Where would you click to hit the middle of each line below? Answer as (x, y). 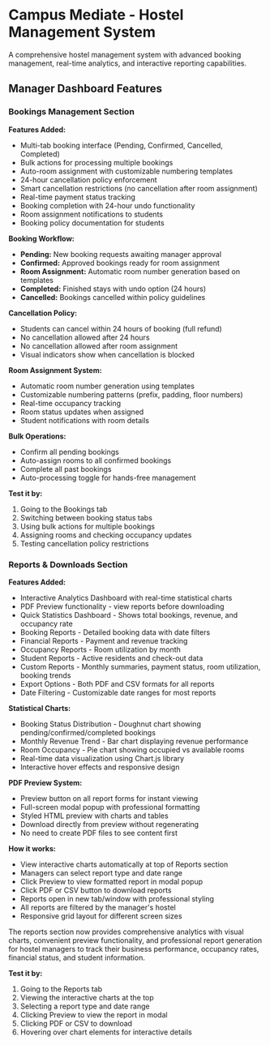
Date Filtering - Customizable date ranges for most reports (118, 692)
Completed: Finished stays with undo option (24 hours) (113, 289)
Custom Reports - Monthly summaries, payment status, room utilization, (140, 666)
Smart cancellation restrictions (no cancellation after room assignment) (139, 188)
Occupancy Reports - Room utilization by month (100, 649)
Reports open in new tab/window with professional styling (117, 898)
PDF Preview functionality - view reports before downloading (122, 606)
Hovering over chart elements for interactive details (106, 1032)
